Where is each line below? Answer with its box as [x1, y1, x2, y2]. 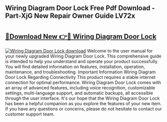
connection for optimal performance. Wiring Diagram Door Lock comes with [5, 79, 161, 85]
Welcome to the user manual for [87, 48, 153, 54]
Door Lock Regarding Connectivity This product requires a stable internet [5, 74, 156, 80]
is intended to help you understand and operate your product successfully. [5, 59, 159, 64]
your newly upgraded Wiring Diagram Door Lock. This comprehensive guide [5, 53, 162, 59]
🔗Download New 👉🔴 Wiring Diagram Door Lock [5, 32, 157, 41]
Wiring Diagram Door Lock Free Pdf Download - [5, 4, 156, 12]
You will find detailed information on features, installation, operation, [5, 64, 146, 69]
